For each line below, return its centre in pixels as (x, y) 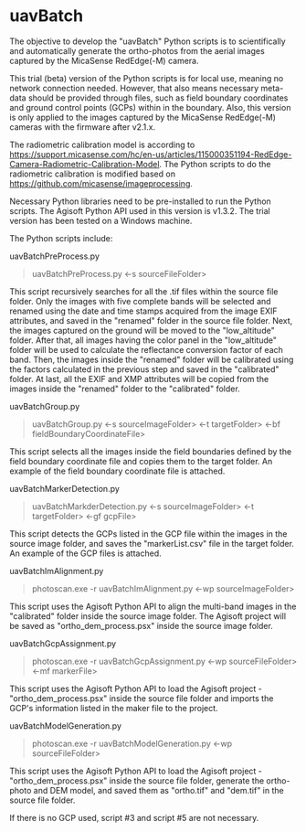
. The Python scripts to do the (215, 164)
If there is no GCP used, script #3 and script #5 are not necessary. (134, 817)
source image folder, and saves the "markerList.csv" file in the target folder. (152, 543)
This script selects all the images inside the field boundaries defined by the (151, 451)
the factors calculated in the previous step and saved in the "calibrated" (145, 369)
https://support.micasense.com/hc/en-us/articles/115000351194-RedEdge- (151, 154)
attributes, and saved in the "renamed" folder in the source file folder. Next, (151, 320)
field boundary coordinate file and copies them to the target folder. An (141, 461)
